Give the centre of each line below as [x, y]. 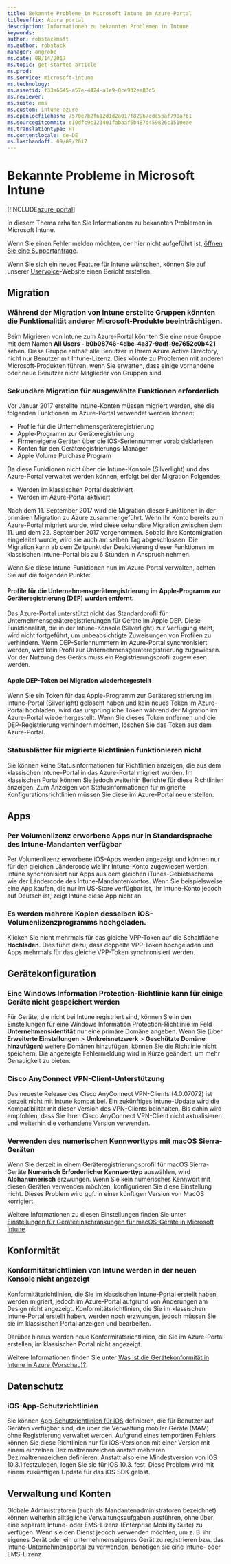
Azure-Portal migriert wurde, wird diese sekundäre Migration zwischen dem [114, 525]
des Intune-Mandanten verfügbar [65, 845]
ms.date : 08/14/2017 [37, 59]
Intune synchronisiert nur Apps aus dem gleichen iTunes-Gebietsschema [111, 874]
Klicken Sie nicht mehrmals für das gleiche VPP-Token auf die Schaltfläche [113, 937]
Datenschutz [35, 1387]
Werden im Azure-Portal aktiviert [64, 497]
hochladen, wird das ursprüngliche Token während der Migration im [121, 710]
